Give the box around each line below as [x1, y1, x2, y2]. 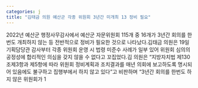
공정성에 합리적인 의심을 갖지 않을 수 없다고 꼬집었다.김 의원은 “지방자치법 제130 [6, 53, 190, 60]
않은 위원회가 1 [12, 75, 46, 83]
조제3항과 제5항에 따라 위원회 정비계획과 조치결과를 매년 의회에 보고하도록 [6, 60, 177, 68]
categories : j [6, 8, 41, 15]
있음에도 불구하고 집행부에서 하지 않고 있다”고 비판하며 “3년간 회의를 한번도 [12, 68, 186, 75]
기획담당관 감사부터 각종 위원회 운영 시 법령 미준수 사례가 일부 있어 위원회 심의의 [6, 45, 191, 53]
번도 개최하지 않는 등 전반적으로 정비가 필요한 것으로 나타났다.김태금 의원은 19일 [6, 38, 190, 45]
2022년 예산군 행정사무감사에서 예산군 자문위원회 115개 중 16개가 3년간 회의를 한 [6, 31, 192, 38]
